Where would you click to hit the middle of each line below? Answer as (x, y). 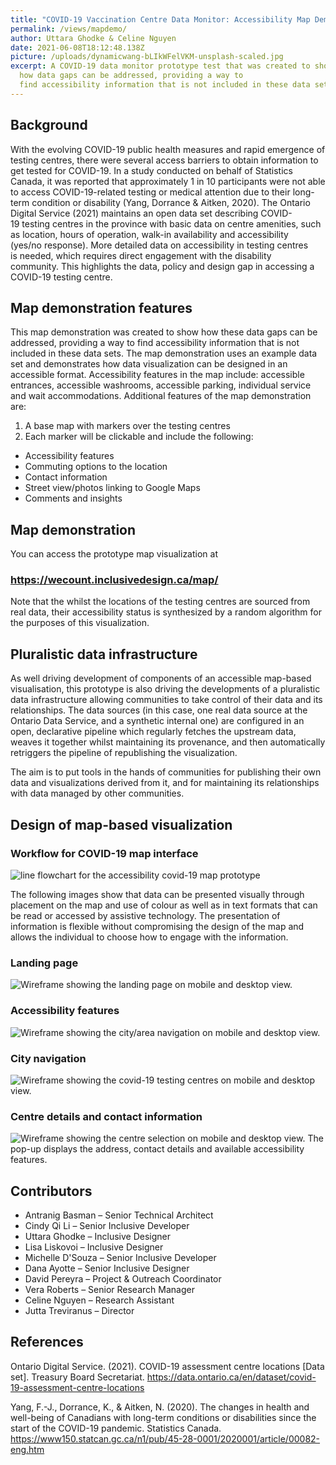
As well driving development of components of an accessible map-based (161, 678)
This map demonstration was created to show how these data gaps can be (164, 332)
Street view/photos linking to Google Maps (112, 488)
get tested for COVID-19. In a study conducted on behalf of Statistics (151, 170)
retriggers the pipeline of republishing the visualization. (124, 753)
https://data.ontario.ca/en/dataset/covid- (231, 1377)
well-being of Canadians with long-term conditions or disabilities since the (163, 1417)
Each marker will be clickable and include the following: (139, 437)
